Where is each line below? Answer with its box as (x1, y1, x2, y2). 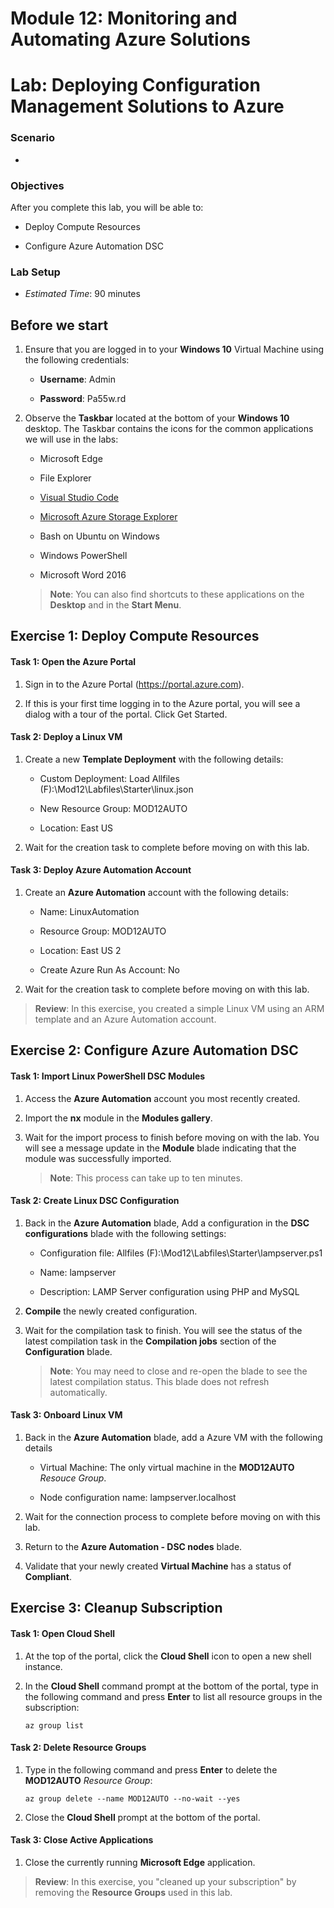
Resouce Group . (39, 1472, 107, 1484)
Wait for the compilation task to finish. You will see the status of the (24, 1324, 303, 1336)
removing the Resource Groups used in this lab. (34, 1887, 233, 1899)
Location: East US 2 (39, 945, 122, 957)
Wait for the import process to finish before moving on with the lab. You (24, 1131, 320, 1143)
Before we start (10, 317, 109, 334)
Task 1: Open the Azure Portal (10, 656, 137, 668)
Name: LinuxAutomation (39, 906, 140, 918)
